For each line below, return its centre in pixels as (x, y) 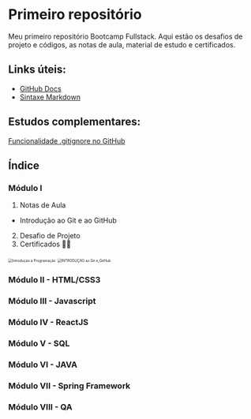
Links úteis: (37, 70)
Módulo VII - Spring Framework (69, 386)
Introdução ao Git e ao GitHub (68, 221)
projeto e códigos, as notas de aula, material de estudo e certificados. (122, 44)
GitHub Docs (40, 88)
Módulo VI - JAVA (43, 365)
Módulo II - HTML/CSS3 (54, 280)
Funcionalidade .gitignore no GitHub (67, 140)
